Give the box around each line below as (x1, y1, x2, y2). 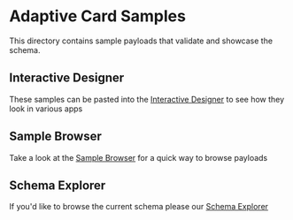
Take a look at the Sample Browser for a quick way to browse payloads (9, 152, 268, 163)
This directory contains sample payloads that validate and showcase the (9, 35, 273, 46)
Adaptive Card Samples (9, 6, 186, 27)
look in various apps (9, 103, 83, 114)
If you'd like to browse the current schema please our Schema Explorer (9, 201, 268, 212)
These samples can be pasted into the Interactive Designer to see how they (9, 94, 285, 104)
